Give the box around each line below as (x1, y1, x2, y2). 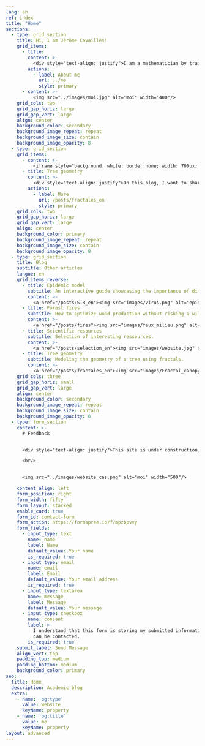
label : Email (28, 571, 61, 577)
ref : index (6, 15, 34, 21)
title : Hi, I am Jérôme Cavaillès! (17, 37, 108, 43)
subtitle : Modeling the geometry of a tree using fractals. (28, 356, 184, 363)
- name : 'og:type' (17, 696, 64, 702)
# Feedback (21, 430, 50, 437)
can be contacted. (32, 633, 80, 639)
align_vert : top (17, 650, 59, 657)
